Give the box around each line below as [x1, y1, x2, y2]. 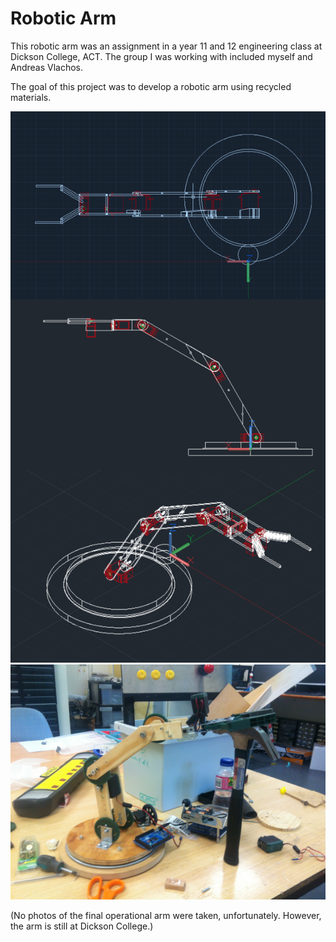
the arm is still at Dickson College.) [10, 920, 154, 932]
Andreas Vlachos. [10, 61, 84, 73]
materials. [10, 91, 52, 103]
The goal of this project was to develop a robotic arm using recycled [10, 80, 292, 92]
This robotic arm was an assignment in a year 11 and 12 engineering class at [10, 40, 323, 52]
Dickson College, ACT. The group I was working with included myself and [10, 50, 313, 62]
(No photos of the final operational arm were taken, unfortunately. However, [10, 910, 322, 922]
